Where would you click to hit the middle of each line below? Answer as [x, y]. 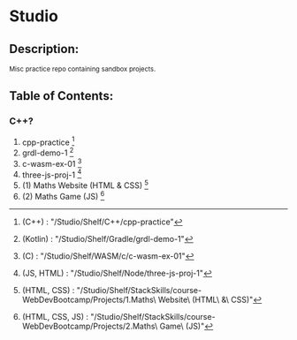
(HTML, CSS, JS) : [55, 316]
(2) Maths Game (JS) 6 [63, 195]
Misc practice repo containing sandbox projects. [83, 69]
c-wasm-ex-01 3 [52, 163]
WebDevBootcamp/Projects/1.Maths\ [89, 299]
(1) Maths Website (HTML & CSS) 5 [85, 185]
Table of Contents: [61, 96]
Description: [44, 49]
